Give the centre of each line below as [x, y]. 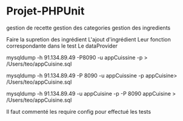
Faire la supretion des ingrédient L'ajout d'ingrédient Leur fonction [88, 39]
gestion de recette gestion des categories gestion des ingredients [88, 28]
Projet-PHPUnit [45, 11]
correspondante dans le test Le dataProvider [62, 46]
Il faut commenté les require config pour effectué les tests [79, 111]
